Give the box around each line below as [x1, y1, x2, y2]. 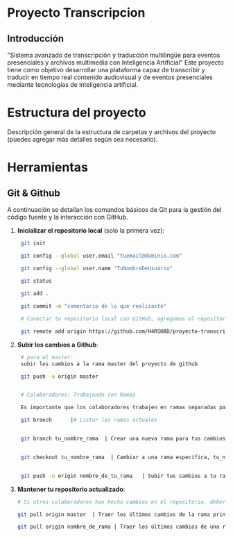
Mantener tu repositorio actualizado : [17, 485, 126, 493]
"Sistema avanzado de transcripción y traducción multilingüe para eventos [7, 51, 221, 59]
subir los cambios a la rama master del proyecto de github [20, 360, 198, 367]
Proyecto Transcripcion [7, 5, 146, 21]
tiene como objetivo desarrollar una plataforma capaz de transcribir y [7, 66, 206, 74]
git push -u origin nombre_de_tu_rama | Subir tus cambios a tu [20, 472, 217, 479]
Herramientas [7, 160, 89, 175]
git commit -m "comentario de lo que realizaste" [20, 303, 167, 310]
